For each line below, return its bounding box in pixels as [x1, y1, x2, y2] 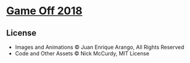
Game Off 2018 [6, 4, 83, 18]
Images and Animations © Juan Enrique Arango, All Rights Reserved [14, 43, 185, 51]
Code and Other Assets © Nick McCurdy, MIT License [14, 50, 150, 57]
